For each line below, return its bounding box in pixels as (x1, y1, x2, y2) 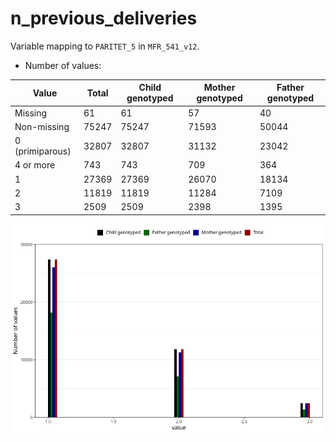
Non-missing (14, 120, 70, 132)
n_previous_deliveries (10, 7, 198, 30)
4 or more (14, 159, 56, 171)
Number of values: (24, 59, 102, 71)
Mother (203, 82, 236, 94)
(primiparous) (14, 145, 72, 157)
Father (276, 82, 305, 94)
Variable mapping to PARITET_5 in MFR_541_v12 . (10, 40, 200, 52)
